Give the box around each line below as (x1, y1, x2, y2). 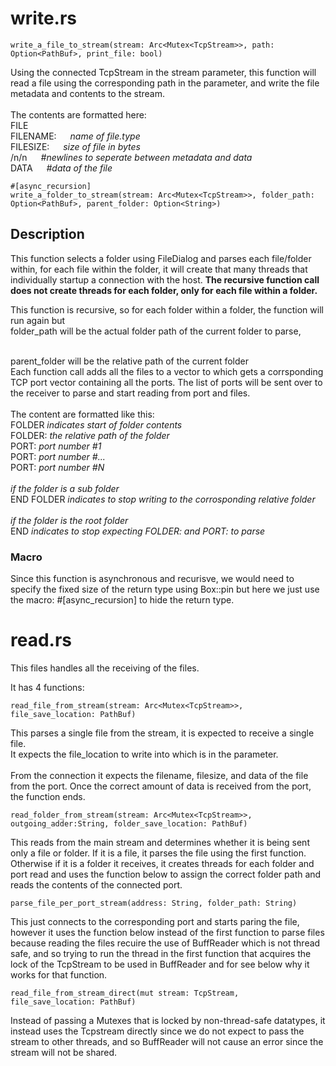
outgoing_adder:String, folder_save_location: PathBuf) (10, 818, 248, 829)
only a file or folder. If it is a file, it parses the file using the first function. (10, 847, 307, 859)
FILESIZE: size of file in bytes (10, 140, 141, 152)
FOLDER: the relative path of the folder (10, 429, 170, 441)
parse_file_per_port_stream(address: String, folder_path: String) (10, 898, 298, 908)
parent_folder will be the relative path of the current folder (10, 355, 249, 367)
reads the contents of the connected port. (10, 878, 183, 891)
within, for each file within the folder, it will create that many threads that (10, 263, 308, 275)
